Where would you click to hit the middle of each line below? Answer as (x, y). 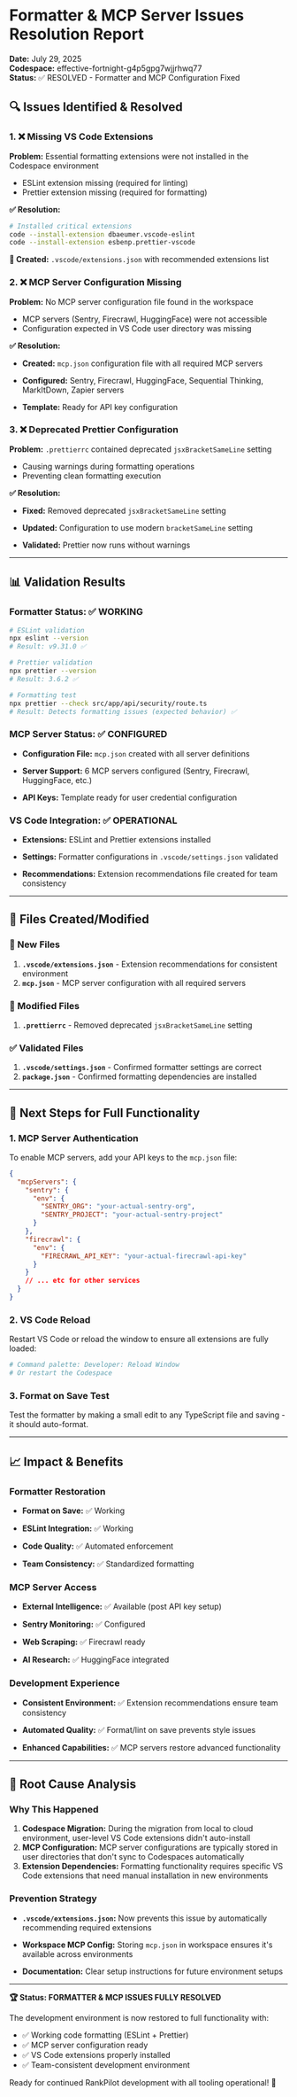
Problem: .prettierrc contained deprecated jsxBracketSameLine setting (141, 449)
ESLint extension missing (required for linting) (105, 183)
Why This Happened (54, 1809)
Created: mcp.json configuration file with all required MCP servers (142, 363)
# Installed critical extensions (71, 226)
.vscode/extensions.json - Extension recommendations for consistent (149, 964)
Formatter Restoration (57, 1491)
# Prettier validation (51, 663)
